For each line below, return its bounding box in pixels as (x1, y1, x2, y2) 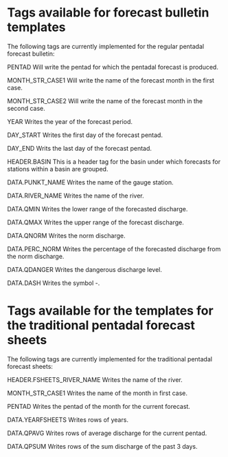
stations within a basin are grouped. (7, 164, 109, 173)
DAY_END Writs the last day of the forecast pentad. (7, 144, 152, 152)
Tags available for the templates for (7, 303, 214, 319)
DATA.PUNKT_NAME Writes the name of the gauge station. (7, 178, 174, 187)
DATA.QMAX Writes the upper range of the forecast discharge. (7, 218, 184, 226)
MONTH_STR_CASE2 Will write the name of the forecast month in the (7, 96, 203, 105)
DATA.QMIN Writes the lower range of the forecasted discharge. (7, 204, 188, 213)
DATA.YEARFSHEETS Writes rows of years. (7, 415, 129, 424)
